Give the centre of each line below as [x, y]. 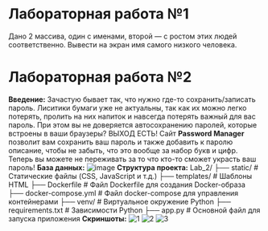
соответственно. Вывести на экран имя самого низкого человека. [123, 44]
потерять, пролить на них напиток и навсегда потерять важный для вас [132, 116]
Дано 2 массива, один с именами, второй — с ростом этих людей [123, 36]
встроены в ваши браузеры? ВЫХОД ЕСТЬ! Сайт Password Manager [126, 133]
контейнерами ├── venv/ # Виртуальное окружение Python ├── [120, 201]
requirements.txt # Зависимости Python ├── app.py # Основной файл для [134, 210]
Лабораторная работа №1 [99, 14]
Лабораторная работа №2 [100, 77]
